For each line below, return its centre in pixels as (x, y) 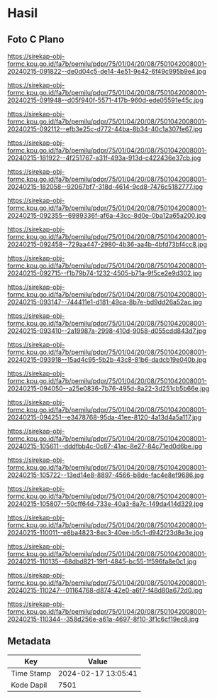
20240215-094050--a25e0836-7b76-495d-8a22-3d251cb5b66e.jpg (108, 389)
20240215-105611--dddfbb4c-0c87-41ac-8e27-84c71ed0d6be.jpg (105, 446)
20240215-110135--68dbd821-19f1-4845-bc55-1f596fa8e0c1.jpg (102, 561)
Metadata (29, 641)
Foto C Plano (36, 39)
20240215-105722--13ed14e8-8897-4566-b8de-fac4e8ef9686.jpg (106, 475)
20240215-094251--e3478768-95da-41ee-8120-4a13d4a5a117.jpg (105, 417)
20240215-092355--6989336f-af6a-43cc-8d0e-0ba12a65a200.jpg (107, 215)
